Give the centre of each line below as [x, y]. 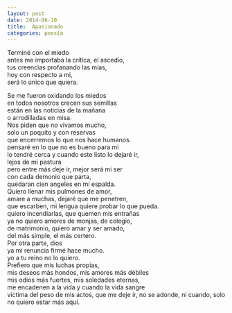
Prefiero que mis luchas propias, [53, 265]
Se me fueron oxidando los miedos [57, 96]
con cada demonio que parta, [49, 177]
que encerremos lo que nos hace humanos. [69, 140]
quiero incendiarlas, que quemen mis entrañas [73, 214]
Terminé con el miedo [38, 53]
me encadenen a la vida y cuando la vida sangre [76, 287]
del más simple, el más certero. [52, 236]
